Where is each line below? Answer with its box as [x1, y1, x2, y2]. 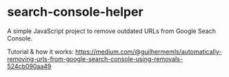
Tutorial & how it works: [7, 47, 74, 56]
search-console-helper [7, 4, 143, 20]
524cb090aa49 [7, 62, 52, 70]
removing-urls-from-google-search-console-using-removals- [7, 54, 183, 63]
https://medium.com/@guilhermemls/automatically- [74, 47, 222, 56]
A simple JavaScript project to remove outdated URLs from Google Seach [7, 27, 216, 35]
